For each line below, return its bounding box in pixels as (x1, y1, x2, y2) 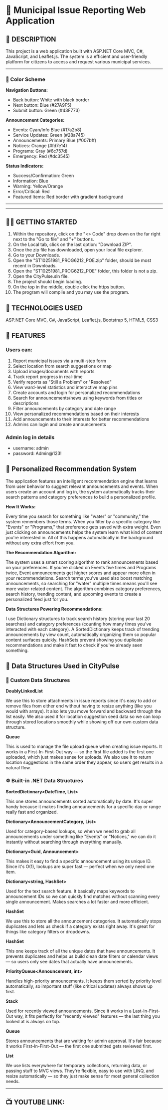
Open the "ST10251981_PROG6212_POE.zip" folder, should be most (12, 257, 152, 263)
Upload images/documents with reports (12, 368, 95, 374)
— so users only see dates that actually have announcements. (5, 958, 134, 964)
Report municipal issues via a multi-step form (12, 358, 106, 364)
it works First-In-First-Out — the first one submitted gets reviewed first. (5, 1043, 153, 1049)
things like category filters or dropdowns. (5, 928, 90, 934)
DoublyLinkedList (5, 688, 43, 694)
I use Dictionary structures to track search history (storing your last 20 (5, 616, 150, 622)
